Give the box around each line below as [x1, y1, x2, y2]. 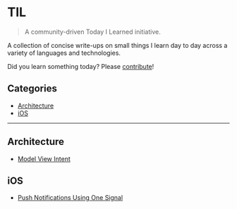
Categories [7, 82, 58, 95]
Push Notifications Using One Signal [17, 194, 123, 202]
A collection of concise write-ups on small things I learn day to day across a [7, 41, 228, 49]
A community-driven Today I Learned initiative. [24, 27, 161, 36]
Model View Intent [17, 154, 71, 163]
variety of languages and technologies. [7, 49, 121, 57]
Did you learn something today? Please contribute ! [7, 62, 154, 70]
